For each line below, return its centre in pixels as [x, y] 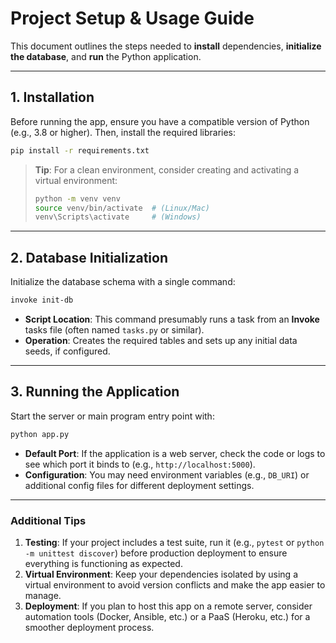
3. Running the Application [95, 392]
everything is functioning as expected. [103, 563]
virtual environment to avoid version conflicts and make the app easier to [175, 584]
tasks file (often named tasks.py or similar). [114, 329]
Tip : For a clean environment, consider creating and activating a [167, 169]
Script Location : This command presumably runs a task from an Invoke [172, 319]
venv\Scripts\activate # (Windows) [118, 217]
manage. [43, 595]
